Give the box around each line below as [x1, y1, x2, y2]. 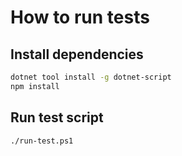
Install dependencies [10, 46, 144, 63]
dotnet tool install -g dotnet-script [10, 72, 172, 82]
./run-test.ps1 [10, 136, 74, 146]
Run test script [10, 109, 104, 126]
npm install [10, 81, 60, 91]
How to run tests [10, 6, 150, 29]
